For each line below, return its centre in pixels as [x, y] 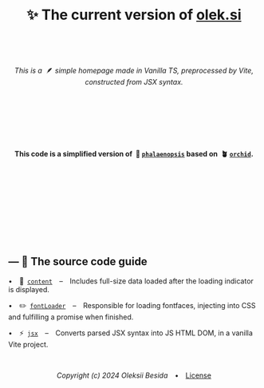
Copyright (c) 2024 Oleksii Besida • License [134, 375]
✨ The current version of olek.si [134, 15]
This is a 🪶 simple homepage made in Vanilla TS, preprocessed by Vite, [134, 70]
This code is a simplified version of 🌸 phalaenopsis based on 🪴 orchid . [134, 153]
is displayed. [29, 289]
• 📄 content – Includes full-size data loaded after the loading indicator [131, 281]
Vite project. [28, 344]
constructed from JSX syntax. [134, 81]
